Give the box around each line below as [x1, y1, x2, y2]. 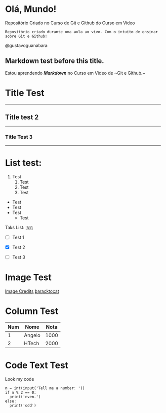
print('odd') [9, 403, 37, 408]
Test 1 [12, 234, 25, 240]
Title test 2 [5, 113, 39, 122]
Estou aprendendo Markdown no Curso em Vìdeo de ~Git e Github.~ [5, 70, 146, 76]
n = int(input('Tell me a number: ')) [5, 385, 85, 391]
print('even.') [9, 394, 41, 399]
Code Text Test [5, 360, 69, 371]
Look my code [5, 376, 35, 382]
